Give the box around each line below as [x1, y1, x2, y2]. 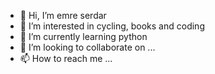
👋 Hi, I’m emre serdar [19, 10, 107, 21]
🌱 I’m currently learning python [19, 31, 148, 42]
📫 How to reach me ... [19, 53, 113, 64]
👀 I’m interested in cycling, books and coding [19, 20, 205, 32]
